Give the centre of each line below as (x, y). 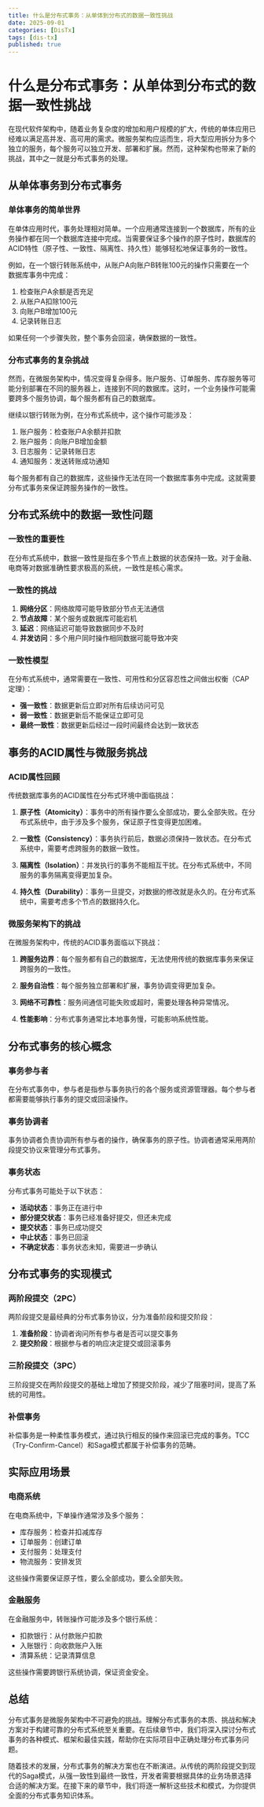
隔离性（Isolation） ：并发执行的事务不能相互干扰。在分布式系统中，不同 (136, 865)
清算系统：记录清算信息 (57, 1655)
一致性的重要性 (37, 539)
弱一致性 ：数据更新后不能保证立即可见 (81, 716)
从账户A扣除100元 (48, 301)
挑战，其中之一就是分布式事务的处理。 (70, 159)
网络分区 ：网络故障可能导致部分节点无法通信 (92, 609)
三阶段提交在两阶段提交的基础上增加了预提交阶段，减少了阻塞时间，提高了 (128, 1384)
